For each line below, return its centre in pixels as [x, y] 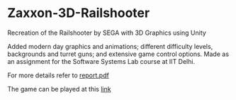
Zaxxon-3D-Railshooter [79, 13]
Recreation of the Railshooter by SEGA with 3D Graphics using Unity [107, 33]
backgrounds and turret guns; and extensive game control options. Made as [118, 54]
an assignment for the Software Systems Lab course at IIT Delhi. [101, 61]
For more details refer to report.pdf [58, 75]
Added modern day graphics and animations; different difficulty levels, [110, 46]
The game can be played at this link [59, 89]
